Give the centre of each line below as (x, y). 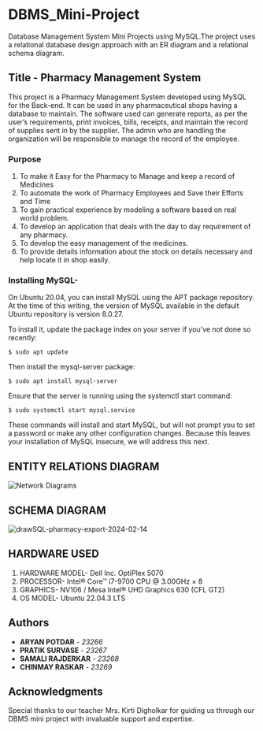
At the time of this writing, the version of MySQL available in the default (124, 306)
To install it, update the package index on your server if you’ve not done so (130, 329)
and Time (35, 202)
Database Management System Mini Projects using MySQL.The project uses (132, 36)
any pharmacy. (44, 235)
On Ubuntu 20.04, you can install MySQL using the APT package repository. (131, 298)
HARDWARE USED (54, 554)
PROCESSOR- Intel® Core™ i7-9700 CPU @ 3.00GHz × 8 (111, 581)
